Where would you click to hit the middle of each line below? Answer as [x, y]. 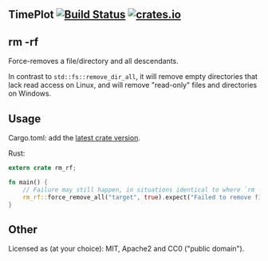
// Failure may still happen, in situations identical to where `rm [139, 190]
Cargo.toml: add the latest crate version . [75, 138]
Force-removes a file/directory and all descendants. [94, 61]
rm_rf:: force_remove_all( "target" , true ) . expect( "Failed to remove [137, 197]
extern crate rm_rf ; [43, 168]
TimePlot [31, 15]
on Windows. [30, 93]
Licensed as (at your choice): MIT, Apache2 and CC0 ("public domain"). [126, 249]
